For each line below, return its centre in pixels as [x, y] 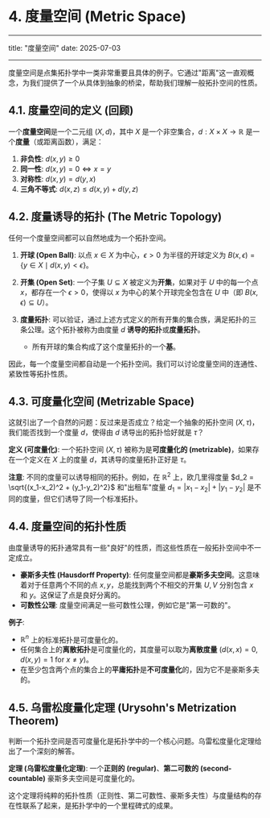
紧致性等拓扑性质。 [40, 374]
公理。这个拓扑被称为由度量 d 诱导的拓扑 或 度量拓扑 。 [116, 329]
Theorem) [34, 721]
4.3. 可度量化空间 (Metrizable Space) [102, 401]
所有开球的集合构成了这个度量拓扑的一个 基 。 [106, 347]
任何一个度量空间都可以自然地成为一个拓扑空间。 [89, 238]
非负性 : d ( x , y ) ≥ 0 [50, 159]
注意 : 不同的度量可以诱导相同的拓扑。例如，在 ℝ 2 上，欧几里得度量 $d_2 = [131, 476]
